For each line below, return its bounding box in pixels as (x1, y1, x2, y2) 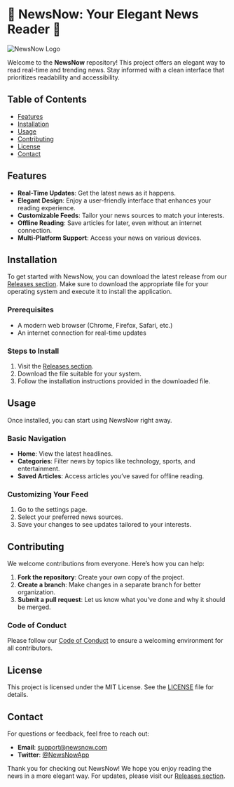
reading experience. (17, 203, 76, 212)
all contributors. (7, 644, 53, 653)
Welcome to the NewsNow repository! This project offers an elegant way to (7, 58, 226, 66)
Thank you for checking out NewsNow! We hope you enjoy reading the (7, 764, 212, 773)
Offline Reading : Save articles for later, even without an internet (17, 218, 202, 227)
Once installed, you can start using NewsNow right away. (7, 416, 173, 424)
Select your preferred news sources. (17, 513, 124, 521)
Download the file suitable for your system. (17, 369, 142, 378)
